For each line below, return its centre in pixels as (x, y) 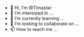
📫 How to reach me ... (34, 29)
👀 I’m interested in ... (32, 13)
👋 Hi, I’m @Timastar (31, 8)
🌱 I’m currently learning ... (37, 18)
